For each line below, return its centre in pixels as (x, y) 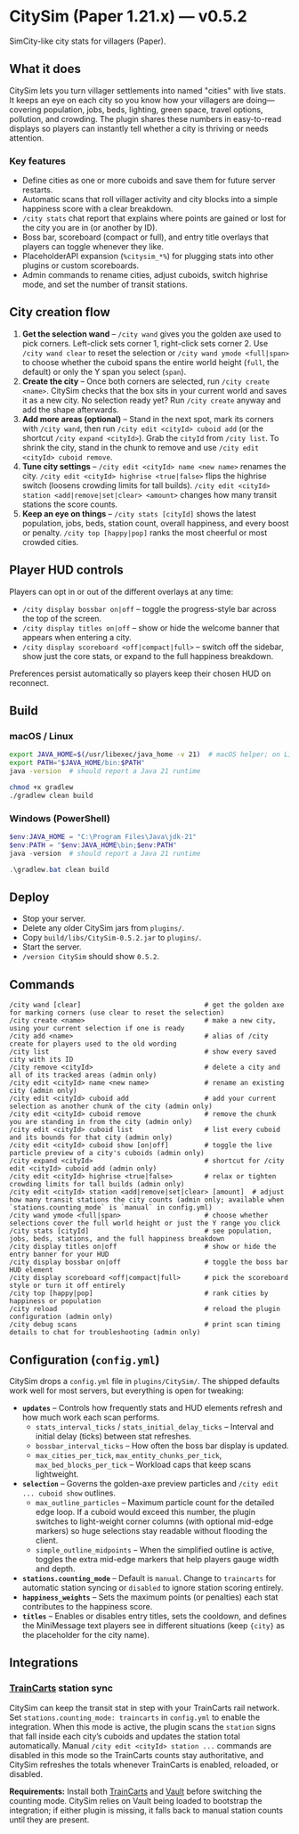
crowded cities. (50, 542)
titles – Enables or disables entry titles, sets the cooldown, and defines (154, 1616)
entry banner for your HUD (59, 1255)
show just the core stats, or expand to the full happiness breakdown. (148, 656)
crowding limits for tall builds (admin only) (97, 1185)
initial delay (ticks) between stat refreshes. (113, 1436)
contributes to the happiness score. (87, 1606)
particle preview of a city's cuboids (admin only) (107, 1153)
